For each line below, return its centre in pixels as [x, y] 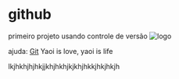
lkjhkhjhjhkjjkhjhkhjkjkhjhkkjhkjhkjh [64, 66]
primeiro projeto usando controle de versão [78, 36]
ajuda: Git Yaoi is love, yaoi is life [61, 51]
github [30, 14]
